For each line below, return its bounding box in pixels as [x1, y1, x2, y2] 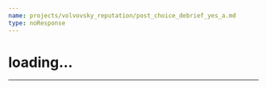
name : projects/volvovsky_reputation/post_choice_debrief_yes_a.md [8, 11, 237, 20]
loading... [8, 53, 73, 72]
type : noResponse [8, 19, 66, 27]
